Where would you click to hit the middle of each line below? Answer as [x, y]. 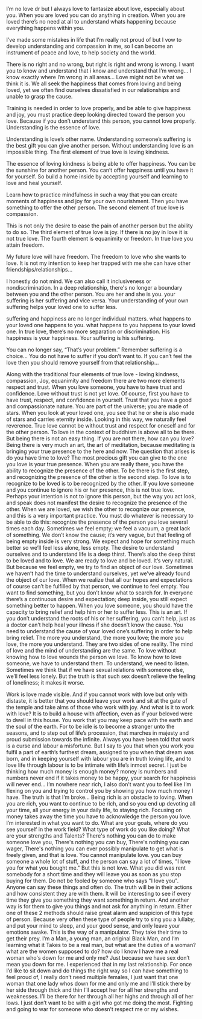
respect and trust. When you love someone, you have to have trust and [94, 387]
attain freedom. [25, 245]
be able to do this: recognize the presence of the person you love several [97, 522]
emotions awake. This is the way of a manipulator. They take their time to [97, 932]
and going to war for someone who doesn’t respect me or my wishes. [93, 1009]
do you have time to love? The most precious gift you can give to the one [97, 458]
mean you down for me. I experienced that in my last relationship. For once [99, 964]
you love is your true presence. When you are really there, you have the [95, 464]
